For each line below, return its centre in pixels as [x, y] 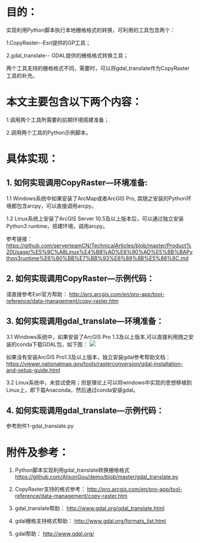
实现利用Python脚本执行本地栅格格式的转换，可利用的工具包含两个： [91, 30]
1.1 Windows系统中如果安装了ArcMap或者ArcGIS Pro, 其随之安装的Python [96, 198]
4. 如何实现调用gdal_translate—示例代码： [85, 410]
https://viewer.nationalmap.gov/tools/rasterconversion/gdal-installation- [95, 363]
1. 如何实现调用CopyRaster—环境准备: [77, 183]
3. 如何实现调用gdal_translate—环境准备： [85, 321]
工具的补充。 [22, 75]
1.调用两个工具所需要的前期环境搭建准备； [58, 120]
